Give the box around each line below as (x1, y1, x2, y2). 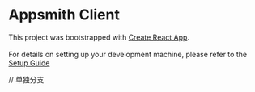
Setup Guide (8, 58, 50, 68)
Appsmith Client (8, 6, 120, 24)
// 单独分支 (8, 74, 45, 84)
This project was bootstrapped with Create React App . (8, 32, 190, 42)
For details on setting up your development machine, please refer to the (8, 49, 248, 59)
